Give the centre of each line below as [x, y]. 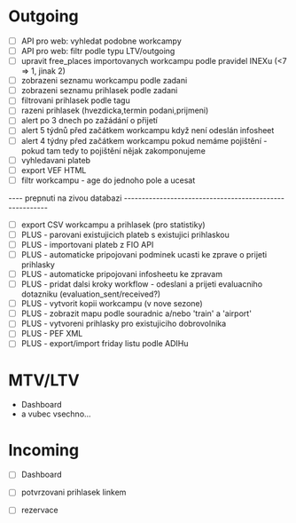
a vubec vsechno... [56, 414]
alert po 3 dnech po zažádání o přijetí [90, 121]
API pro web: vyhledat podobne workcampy [101, 41]
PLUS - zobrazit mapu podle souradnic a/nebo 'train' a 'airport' [136, 313]
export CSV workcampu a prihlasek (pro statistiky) [113, 225]
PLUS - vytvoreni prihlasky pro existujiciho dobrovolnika [124, 324]
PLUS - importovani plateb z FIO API [87, 244]
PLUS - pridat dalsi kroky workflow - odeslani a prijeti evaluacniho [142, 284]
